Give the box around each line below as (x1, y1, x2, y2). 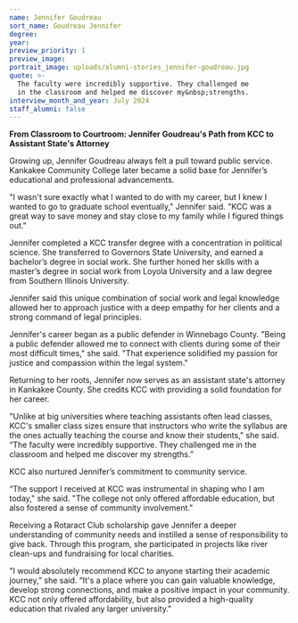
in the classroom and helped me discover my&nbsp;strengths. (17, 87, 250, 96)
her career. (9, 394, 50, 404)
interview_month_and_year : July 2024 (9, 96, 150, 105)
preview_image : (9, 54, 66, 63)
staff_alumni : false (9, 104, 87, 113)
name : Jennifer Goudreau (9, 12, 102, 22)
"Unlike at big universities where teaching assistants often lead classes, (9, 411, 273, 422)
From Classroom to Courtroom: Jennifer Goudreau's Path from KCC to (9, 129, 274, 139)
